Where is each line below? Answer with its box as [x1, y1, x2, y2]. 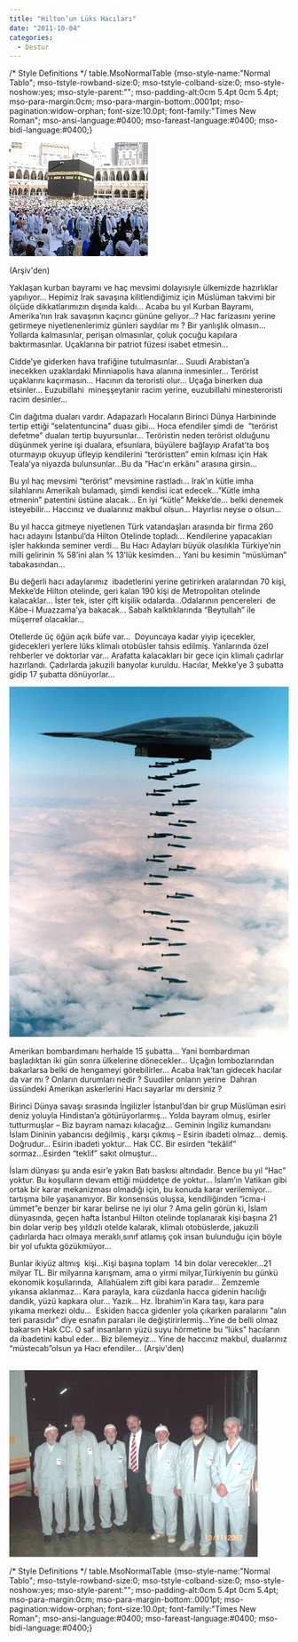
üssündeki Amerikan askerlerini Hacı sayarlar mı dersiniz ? [9, 1084, 223, 1094]
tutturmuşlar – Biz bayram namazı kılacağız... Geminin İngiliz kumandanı [9, 1120, 271, 1131]
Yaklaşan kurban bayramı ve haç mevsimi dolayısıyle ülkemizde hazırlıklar [9, 283, 278, 293]
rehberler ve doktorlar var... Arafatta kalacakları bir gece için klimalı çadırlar [9, 650, 285, 661]
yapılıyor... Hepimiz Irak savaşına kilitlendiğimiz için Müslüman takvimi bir [9, 292, 276, 302]
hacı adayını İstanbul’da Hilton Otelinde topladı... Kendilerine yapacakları [9, 531, 272, 541]
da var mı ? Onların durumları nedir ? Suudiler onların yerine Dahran [9, 1074, 257, 1085]
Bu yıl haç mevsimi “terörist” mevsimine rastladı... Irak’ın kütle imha [9, 476, 255, 486]
